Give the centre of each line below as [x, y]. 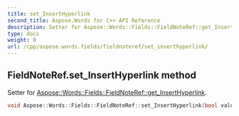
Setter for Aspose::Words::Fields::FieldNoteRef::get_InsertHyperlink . [107, 92]
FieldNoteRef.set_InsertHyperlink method [102, 75]
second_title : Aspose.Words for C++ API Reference [84, 21]
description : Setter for [44, 27]
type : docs [23, 34]
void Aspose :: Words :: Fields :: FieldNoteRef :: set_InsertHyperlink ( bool [113, 105]
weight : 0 [22, 40]
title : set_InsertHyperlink [49, 14]
